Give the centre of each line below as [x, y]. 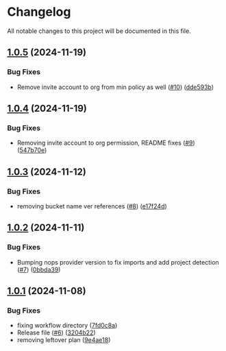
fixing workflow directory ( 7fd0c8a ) [67, 326]
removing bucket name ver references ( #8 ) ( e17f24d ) [92, 206]
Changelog [39, 12]
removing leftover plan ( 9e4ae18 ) [64, 340]
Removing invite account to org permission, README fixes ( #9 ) [106, 143]
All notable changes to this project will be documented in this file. [99, 31]
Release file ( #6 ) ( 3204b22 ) [56, 332]
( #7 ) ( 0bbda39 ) [39, 269]
